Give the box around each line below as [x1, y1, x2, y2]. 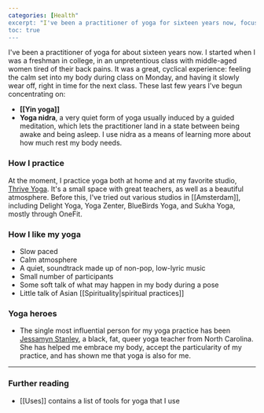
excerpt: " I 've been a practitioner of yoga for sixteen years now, [8, 19, 237, 27]
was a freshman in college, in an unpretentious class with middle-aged [8, 56, 237, 65]
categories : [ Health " [8, 11, 79, 20]
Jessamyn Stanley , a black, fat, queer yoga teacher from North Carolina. [19, 334, 254, 344]
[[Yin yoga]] [19, 105, 60, 114]
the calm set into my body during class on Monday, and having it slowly [8, 72, 240, 83]
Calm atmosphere [19, 255, 78, 264]
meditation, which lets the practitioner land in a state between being [19, 121, 240, 131]
